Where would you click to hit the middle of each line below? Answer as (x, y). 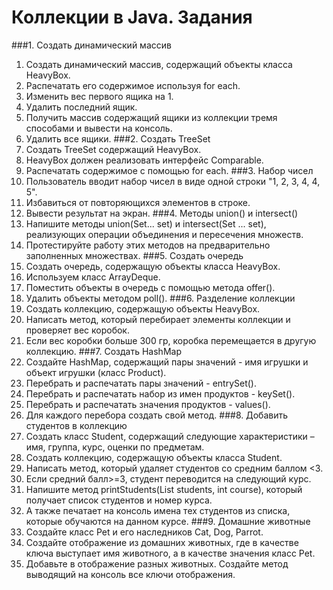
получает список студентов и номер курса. (119, 500)
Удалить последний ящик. (81, 107)
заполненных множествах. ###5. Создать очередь (134, 255)
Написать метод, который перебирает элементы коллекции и (158, 319)
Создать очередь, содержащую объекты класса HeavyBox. (153, 266)
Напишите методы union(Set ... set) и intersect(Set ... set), (146, 223)
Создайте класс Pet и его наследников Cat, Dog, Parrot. (144, 532)
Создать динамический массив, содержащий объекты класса (159, 64)
